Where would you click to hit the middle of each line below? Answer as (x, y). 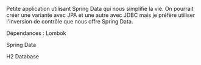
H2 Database (23, 56)
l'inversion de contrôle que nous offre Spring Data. (70, 21)
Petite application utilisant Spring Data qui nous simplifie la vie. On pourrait (100, 9)
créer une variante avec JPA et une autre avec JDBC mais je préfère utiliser (101, 15)
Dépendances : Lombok (36, 33)
